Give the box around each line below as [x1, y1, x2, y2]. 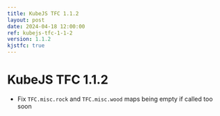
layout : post [7, 17, 45, 23]
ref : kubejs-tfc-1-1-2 [7, 29, 73, 37]
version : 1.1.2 [7, 36, 51, 43]
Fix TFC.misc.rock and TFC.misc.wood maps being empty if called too [17, 95, 213, 103]
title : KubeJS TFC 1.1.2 [7, 10, 79, 17]
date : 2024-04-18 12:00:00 [7, 23, 85, 30]
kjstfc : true [7, 42, 45, 49]
